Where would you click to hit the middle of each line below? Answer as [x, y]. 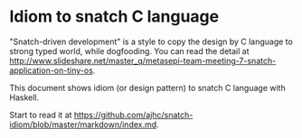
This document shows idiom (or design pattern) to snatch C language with [148, 87]
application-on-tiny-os [51, 70]
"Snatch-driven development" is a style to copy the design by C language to [151, 41]
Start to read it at [41, 115]
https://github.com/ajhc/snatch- [133, 115]
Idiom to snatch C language [114, 17]
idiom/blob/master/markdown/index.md [83, 124]
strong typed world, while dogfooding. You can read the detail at [130, 51]
